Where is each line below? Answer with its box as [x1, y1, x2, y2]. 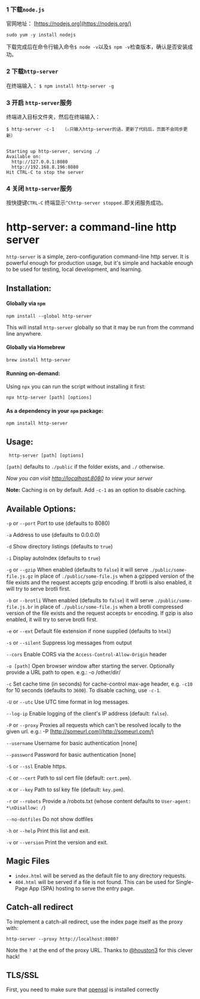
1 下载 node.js [6, 5, 45, 13]
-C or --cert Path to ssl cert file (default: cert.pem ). [6, 774, 131, 781]
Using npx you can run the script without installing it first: [6, 383, 146, 390]
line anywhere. [6, 330, 43, 337]
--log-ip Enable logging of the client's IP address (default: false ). [6, 710, 169, 717]
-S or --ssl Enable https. [6, 762, 67, 769]
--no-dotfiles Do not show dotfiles [6, 815, 94, 822]
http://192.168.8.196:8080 [11, 164, 79, 170]
